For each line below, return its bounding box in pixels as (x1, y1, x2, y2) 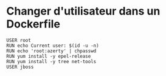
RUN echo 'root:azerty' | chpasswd (6, 47, 97, 54)
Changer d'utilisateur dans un (6, 4, 161, 18)
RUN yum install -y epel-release (6, 53, 91, 59)
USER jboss (6, 64, 34, 70)
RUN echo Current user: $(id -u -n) (6, 43, 99, 49)
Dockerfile (6, 17, 61, 31)
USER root (6, 37, 32, 43)
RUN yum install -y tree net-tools (6, 58, 97, 64)
